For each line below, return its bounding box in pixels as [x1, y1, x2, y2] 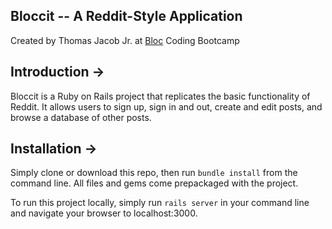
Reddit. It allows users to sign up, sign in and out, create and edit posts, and [10, 100, 323, 113]
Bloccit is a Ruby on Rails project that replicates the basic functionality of [10, 90, 311, 102]
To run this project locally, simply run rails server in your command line [10, 197, 310, 209]
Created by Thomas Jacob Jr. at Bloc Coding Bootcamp [10, 34, 240, 46]
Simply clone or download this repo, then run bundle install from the [10, 167, 298, 179]
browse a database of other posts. [10, 111, 152, 123]
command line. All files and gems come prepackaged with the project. [10, 177, 299, 189]
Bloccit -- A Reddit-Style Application [10, 8, 243, 25]
